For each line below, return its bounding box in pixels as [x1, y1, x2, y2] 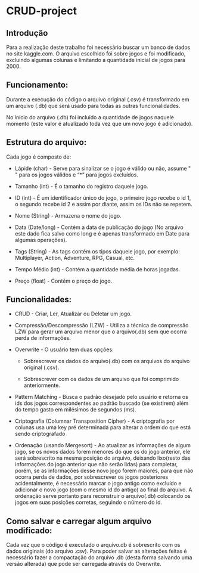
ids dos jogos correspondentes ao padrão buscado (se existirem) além [14, 399, 189, 407]
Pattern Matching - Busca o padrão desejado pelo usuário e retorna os [14, 394, 189, 401]
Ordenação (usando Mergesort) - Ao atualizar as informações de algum [14, 442, 191, 449]
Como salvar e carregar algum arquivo [6, 516, 152, 526]
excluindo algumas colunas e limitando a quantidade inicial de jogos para [6, 57, 186, 63]
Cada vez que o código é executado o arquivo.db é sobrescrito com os [6, 541, 181, 549]
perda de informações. [14, 334, 71, 342]
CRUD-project [6, 4, 77, 18]
